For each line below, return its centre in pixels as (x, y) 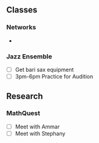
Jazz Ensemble (29, 56)
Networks (21, 27)
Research (25, 96)
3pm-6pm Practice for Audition (54, 77)
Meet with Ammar (37, 127)
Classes (22, 10)
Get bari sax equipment (44, 69)
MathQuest (23, 113)
